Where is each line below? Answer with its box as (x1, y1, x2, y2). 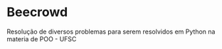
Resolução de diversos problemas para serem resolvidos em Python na (6, 27, 216, 36)
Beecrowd (6, 4, 68, 20)
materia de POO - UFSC (6, 34, 77, 43)
